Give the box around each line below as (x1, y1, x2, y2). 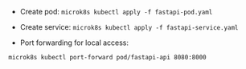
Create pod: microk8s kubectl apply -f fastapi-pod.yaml (19, 7, 213, 16)
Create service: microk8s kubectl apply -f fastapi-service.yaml (19, 22, 239, 31)
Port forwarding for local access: (19, 38, 129, 47)
